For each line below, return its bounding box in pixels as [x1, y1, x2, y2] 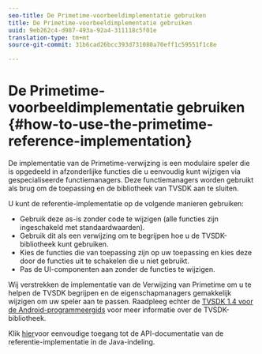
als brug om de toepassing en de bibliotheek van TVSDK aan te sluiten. [8, 183, 239, 194]
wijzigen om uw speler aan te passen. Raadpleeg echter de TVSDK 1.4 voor [8, 297, 254, 307]
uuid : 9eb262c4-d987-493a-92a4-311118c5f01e [8, 26, 157, 34]
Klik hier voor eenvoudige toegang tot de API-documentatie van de [8, 329, 224, 338]
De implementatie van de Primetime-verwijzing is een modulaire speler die [8, 159, 250, 168]
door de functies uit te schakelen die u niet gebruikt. [19, 256, 189, 265]
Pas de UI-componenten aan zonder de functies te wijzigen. [19, 265, 215, 274]
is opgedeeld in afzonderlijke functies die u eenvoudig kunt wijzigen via [8, 167, 241, 176]
